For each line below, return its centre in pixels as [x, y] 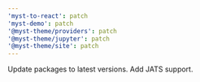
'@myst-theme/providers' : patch [62, 31]
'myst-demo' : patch [41, 24]
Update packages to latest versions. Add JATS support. [100, 69]
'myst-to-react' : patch [48, 16]
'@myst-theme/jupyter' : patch [59, 39]
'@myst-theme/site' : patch [53, 46]
